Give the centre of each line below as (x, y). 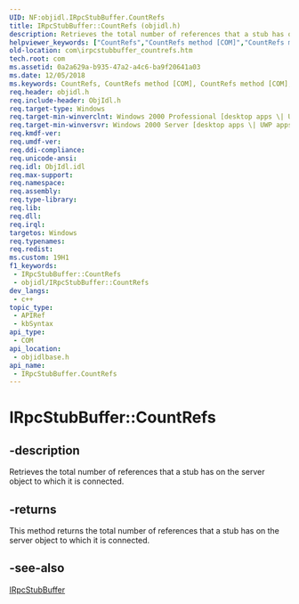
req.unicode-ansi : (43, 158)
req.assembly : (36, 192)
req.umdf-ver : (36, 142)
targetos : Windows (43, 233)
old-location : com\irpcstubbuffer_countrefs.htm (101, 51)
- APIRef (29, 316)
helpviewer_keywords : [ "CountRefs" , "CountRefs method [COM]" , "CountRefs (147, 42)
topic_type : (31, 307)
